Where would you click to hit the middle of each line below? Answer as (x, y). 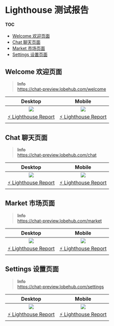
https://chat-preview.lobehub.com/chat (57, 155)
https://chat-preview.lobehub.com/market (59, 221)
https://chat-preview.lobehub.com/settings (60, 286)
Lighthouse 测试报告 (47, 10)
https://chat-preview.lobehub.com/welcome (62, 89)
